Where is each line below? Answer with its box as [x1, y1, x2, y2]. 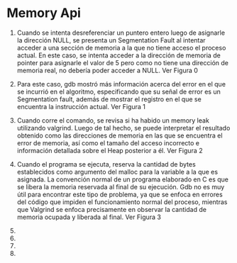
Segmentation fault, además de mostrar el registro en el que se [16, 94, 202, 103]
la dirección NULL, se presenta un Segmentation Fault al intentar [16, 35, 206, 44]
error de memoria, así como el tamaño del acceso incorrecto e [16, 138, 200, 147]
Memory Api [6, 5, 81, 21]
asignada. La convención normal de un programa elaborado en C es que [16, 175, 228, 184]
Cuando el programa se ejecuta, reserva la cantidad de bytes [16, 160, 196, 168]
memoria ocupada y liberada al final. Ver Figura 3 [16, 213, 161, 221]
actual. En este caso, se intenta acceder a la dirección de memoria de [16, 51, 221, 60]
